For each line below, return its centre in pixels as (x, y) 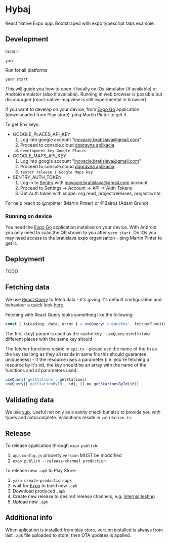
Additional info (29, 517)
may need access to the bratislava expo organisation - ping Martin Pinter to (84, 238)
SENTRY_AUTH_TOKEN (37, 177)
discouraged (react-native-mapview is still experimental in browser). (76, 99)
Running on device (29, 216)
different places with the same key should (49, 339)
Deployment (25, 259)
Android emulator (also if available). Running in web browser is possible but (84, 94)
